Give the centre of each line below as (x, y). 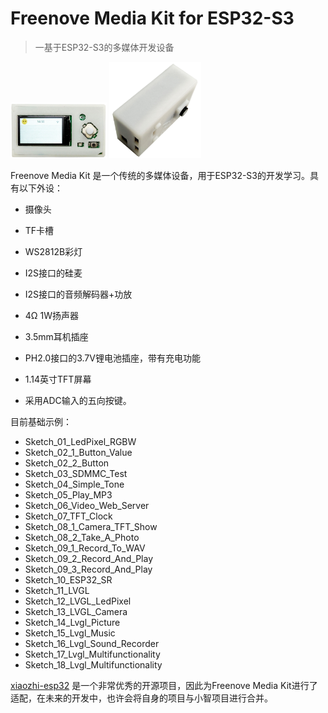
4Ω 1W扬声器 (52, 315)
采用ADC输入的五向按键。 (78, 400)
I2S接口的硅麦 (53, 273)
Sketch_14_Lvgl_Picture (72, 622)
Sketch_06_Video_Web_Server (87, 505)
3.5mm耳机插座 (56, 336)
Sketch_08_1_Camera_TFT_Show (91, 526)
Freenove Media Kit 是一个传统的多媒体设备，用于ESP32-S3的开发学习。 (160, 175)
